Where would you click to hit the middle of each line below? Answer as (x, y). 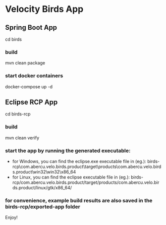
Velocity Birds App (44, 9)
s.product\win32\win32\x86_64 (44, 172)
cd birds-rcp (18, 114)
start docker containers (34, 76)
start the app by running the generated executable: (68, 151)
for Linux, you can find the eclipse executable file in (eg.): (71, 177)
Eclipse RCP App (31, 102)
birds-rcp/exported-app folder (43, 207)
